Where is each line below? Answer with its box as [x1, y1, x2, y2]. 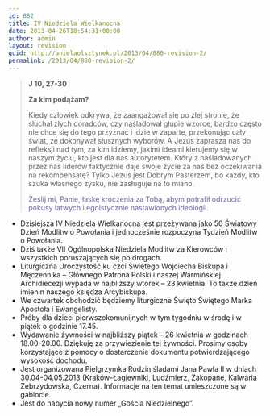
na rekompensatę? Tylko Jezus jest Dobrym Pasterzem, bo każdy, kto [27, 170, 260, 180]
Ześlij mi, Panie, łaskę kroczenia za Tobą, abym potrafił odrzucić [27, 194, 242, 204]
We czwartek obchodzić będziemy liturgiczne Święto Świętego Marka [19, 295, 252, 305]
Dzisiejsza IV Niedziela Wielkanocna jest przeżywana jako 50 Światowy [19, 218, 258, 228]
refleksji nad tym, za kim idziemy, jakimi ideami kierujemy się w [27, 144, 238, 154]
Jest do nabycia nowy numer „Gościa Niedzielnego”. [19, 398, 194, 408]
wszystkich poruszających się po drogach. [19, 252, 163, 262]
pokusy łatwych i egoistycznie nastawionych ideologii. [27, 202, 210, 212]
